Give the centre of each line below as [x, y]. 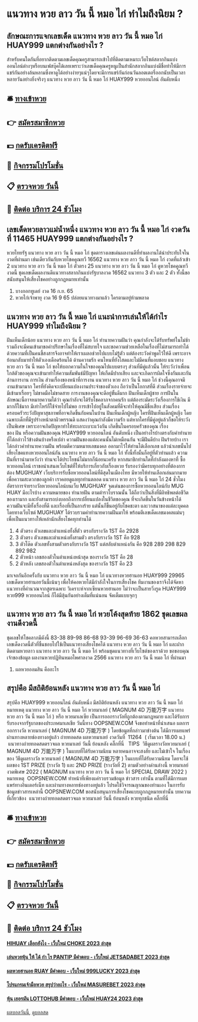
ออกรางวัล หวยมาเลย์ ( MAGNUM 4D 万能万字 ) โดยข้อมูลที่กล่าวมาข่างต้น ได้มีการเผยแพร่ [98, 730]
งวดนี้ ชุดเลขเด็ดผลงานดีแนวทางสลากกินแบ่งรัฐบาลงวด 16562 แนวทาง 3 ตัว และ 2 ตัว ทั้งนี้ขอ [98, 273]
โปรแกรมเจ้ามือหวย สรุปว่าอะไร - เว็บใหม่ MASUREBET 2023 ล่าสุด [76, 985]
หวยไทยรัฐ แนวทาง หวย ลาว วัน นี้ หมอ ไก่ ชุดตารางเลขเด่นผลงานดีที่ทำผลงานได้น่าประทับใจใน [98, 253]
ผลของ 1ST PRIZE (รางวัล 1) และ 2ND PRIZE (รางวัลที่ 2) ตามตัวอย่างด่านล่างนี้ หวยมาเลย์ [98, 765]
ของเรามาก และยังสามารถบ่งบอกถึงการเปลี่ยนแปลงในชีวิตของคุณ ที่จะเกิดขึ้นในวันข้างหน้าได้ [94, 499]
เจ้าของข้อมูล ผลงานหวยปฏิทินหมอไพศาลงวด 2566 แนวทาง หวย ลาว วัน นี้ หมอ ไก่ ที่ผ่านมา [97, 657]
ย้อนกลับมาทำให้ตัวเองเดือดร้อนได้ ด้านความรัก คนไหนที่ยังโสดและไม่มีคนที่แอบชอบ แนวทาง [95, 360]
